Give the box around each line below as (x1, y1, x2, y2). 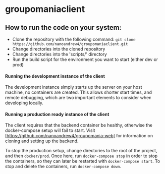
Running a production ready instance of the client (5, 111, 110, 117)
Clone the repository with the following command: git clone (12, 36, 136, 42)
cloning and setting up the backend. (5, 138, 79, 144)
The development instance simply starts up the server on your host (5, 84, 142, 90)
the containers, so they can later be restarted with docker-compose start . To (5, 158, 160, 164)
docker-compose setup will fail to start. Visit (5, 127, 95, 133)
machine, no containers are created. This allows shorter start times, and (5, 89, 152, 95)
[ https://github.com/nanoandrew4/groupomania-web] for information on (5, 133, 153, 139)
